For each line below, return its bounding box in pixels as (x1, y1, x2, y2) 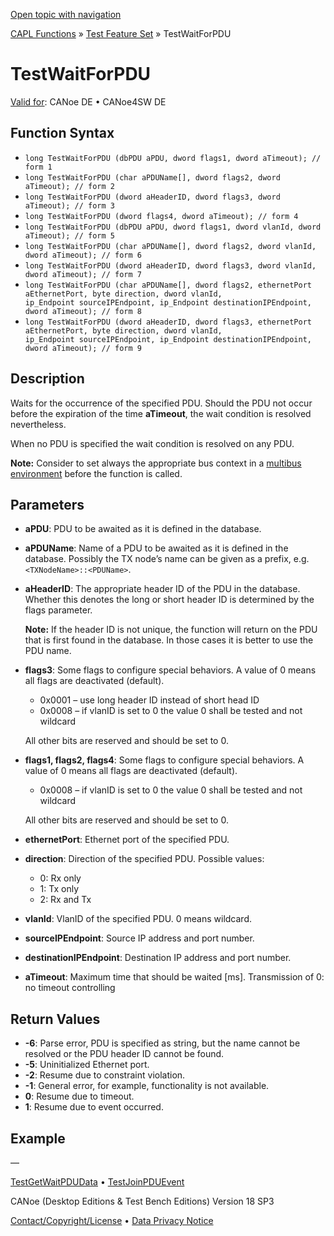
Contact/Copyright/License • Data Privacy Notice (10, 1215, 214, 1226)
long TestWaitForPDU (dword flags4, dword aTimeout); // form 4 (24, 211, 299, 221)
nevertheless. (10, 418, 67, 430)
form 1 (24, 162, 53, 172)
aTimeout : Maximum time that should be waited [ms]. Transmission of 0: (24, 971, 325, 983)
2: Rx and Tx (39, 894, 92, 906)
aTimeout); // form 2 (24, 181, 115, 191)
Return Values (10, 1010, 101, 1028)
